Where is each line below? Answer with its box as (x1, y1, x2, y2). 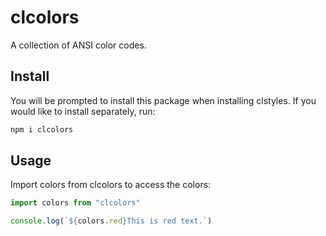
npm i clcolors (10, 124, 74, 135)
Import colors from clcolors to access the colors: (10, 179, 212, 191)
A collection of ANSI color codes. (10, 39, 147, 51)
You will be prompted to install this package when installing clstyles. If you (10, 94, 317, 106)
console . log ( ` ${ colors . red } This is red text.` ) (10, 216, 213, 226)
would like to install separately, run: (10, 105, 156, 117)
